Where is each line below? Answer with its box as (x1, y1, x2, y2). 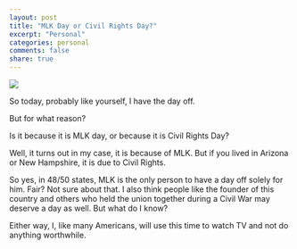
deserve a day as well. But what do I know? (9, 203, 168, 213)
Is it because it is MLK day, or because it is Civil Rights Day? (9, 130, 230, 141)
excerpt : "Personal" (9, 29, 87, 38)
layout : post (9, 12, 58, 22)
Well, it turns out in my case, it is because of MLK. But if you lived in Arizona (9, 148, 289, 158)
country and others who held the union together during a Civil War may (9, 194, 270, 203)
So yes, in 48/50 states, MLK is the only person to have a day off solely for (9, 175, 284, 185)
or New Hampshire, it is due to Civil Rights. (9, 157, 167, 168)
